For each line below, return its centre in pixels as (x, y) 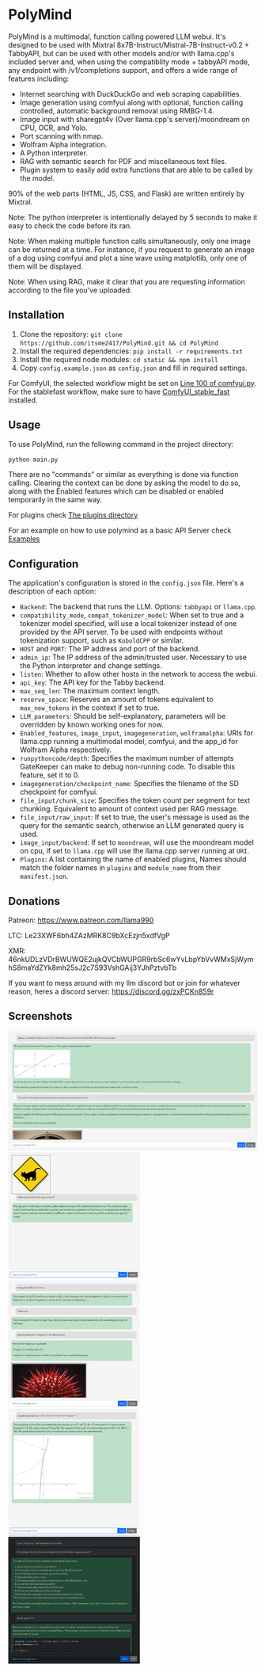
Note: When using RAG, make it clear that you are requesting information (127, 281)
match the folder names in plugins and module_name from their (120, 868)
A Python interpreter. (54, 153)
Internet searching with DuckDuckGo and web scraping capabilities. (131, 94)
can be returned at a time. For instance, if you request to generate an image (131, 249)
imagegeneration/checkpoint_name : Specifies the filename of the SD (129, 784)
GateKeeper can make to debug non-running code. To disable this (127, 767)
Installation (36, 315)
